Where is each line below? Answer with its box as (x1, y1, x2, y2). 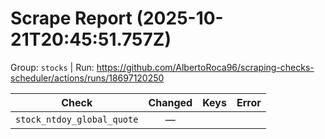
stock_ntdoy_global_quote (15, 113, 139, 125)
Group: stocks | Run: (10, 61, 95, 73)
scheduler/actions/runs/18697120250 (10, 72, 165, 84)
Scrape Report (10, 7, 133, 30)
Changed (148, 95, 193, 109)
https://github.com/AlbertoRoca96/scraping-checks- (96, 61, 315, 73)
